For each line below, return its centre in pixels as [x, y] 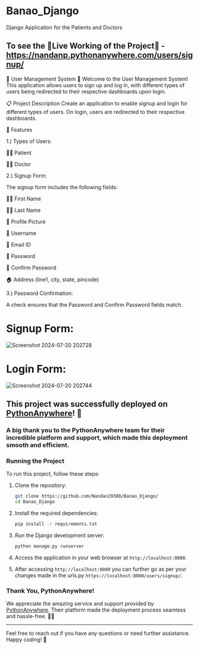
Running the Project [35, 461]
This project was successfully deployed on [87, 404]
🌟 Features [19, 129]
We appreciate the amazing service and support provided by [80, 604]
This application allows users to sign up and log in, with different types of [95, 85]
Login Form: [36, 369]
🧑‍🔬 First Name [24, 198]
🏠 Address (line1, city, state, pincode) [53, 279]
